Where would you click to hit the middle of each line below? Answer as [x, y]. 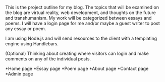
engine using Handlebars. [32, 44]
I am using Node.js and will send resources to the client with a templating [81, 38]
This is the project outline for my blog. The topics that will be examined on [82, 7]
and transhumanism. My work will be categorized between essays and [78, 18]
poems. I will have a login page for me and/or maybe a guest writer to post [82, 23]
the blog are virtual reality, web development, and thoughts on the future [81, 13]
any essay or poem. [26, 29]
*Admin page [19, 74]
